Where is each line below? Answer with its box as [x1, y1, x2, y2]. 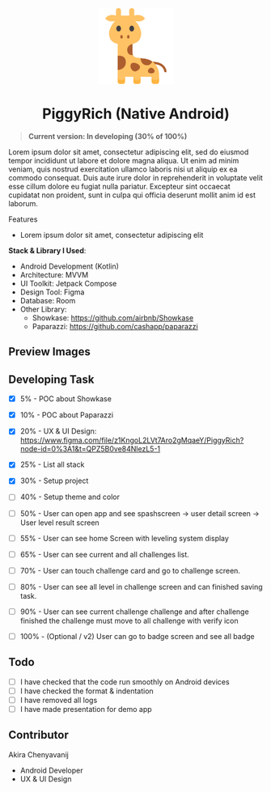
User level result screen [19, 518, 100, 527]
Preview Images [8, 345, 91, 359]
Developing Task [8, 372, 95, 386]
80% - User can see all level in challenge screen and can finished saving [19, 582, 263, 591]
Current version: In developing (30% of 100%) [28, 131, 188, 141]
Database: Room [19, 295, 76, 305]
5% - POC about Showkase [19, 394, 112, 404]
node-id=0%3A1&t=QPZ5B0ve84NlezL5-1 [19, 444, 161, 454]
